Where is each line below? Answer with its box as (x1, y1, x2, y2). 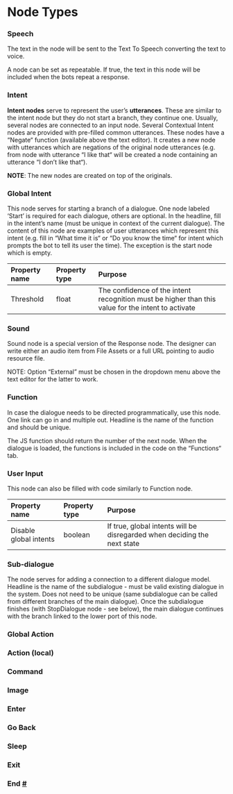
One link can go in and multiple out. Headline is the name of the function (7, 415, 214, 424)
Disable (10, 525, 35, 535)
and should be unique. (7, 423, 71, 431)
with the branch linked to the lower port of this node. (7, 612, 157, 620)
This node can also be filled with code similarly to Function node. (7, 484, 193, 493)
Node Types (7, 4, 78, 20)
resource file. (7, 354, 45, 363)
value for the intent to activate (98, 303, 196, 313)
